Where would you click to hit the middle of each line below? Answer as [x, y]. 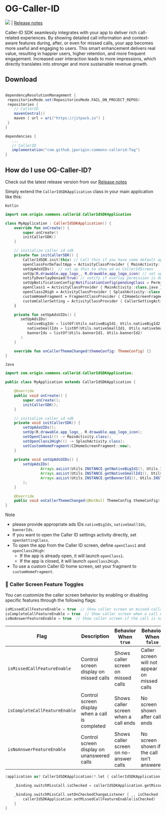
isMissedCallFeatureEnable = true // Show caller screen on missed [77, 610]
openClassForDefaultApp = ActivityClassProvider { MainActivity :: [93, 264]
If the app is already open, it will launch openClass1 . [72, 556]
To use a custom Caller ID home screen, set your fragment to [74, 567]
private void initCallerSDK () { [47, 423]
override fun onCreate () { [42, 228]
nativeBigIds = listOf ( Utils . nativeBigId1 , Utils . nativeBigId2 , [95, 324]
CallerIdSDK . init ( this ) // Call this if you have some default [89, 260]
